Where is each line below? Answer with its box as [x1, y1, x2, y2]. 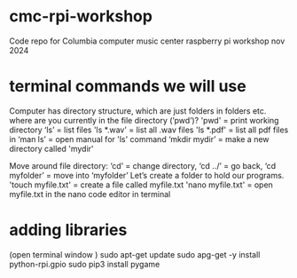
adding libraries [9, 220, 128, 241]
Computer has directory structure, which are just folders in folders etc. [9, 105, 267, 116]
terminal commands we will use [9, 76, 246, 97]
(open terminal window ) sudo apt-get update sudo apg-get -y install [9, 249, 261, 259]
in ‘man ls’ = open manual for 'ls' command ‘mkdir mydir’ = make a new [9, 133, 270, 144]
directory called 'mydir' [9, 143, 95, 154]
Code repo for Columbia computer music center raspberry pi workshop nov [9, 36, 285, 46]
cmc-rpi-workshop [9, 6, 153, 27]
